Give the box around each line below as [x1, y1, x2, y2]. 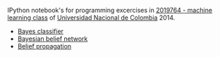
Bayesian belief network [17, 34, 88, 43]
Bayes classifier [17, 27, 64, 35]
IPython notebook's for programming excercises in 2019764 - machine [7, 6, 213, 14]
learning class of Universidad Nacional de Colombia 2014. [7, 13, 176, 22]
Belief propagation [17, 42, 72, 50]
